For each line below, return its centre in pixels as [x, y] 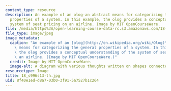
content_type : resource [31, 10]
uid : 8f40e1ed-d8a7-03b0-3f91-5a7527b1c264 [52, 80]
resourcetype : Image [27, 71]
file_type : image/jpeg [29, 33]
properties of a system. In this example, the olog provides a [78, 19]
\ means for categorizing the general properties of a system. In [86, 48]
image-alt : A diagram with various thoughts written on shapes [78, 66]
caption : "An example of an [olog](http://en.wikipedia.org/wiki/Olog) [88, 43]
